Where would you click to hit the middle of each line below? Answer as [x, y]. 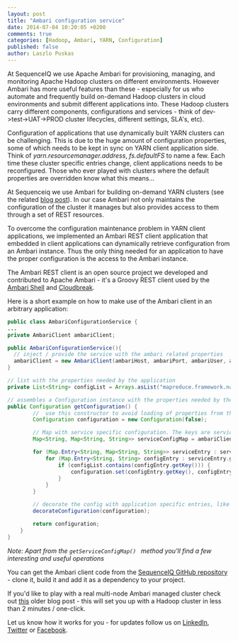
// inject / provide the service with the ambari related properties [118, 355]
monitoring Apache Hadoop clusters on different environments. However [113, 81]
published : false [33, 47]
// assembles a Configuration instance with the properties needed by [114, 400]
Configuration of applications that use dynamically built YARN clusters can [116, 133]
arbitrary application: [38, 308]
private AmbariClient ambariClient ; [61, 335]
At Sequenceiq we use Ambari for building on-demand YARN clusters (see [116, 192]
